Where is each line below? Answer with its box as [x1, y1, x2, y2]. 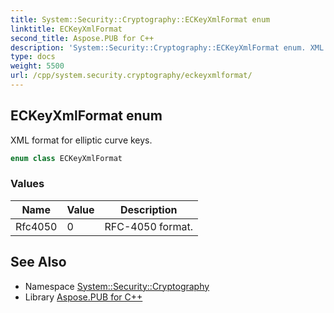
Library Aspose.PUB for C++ [24, 291, 143, 303]
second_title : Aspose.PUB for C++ [10, 33, 155, 43]
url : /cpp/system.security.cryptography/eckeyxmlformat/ [10, 71, 253, 81]
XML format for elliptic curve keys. [10, 134, 153, 146]
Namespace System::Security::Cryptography [24, 280, 210, 292]
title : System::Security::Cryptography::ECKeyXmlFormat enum [10, 14, 271, 25]
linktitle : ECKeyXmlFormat [10, 24, 123, 34]
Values [10, 177, 45, 191]
